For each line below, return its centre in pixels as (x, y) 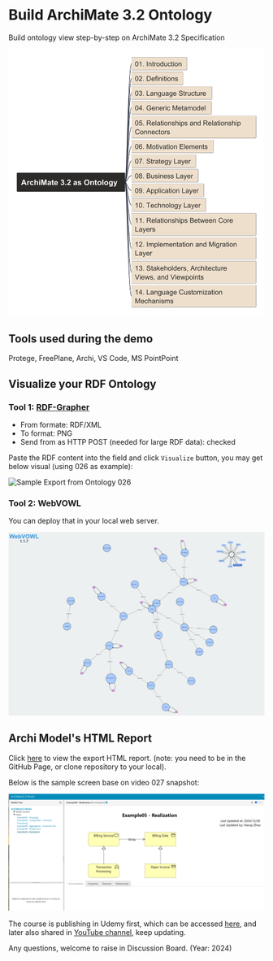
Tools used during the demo (81, 339)
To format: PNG (46, 433)
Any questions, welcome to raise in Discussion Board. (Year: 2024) (120, 948)
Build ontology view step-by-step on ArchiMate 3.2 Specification (117, 37)
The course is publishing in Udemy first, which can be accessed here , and (133, 924)
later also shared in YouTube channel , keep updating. (97, 933)
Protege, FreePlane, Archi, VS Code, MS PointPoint (93, 359)
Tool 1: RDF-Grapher (49, 407)
